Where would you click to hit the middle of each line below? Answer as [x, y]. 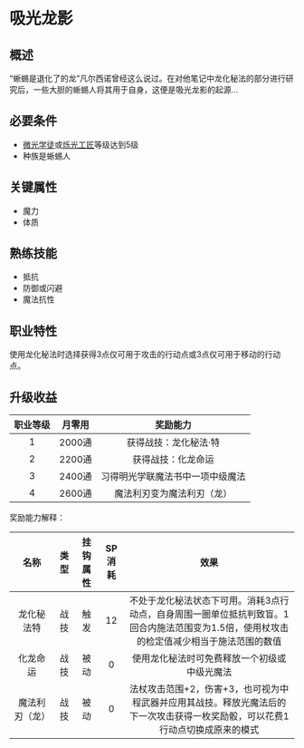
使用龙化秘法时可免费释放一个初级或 [209, 658]
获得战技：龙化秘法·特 [173, 442]
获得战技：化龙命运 [173, 460]
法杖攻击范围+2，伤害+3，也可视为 [205, 689]
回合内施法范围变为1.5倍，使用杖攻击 [209, 628]
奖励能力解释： [37, 518]
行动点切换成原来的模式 [209, 730]
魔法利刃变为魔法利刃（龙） [173, 493]
